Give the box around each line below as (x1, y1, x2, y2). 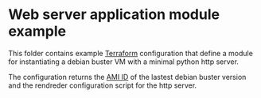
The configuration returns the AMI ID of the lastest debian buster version (8, 72, 247, 81)
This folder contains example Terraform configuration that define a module (8, 48, 253, 58)
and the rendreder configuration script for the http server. (8, 81, 197, 90)
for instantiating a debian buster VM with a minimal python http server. (8, 57, 239, 66)
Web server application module (8, 6, 220, 24)
